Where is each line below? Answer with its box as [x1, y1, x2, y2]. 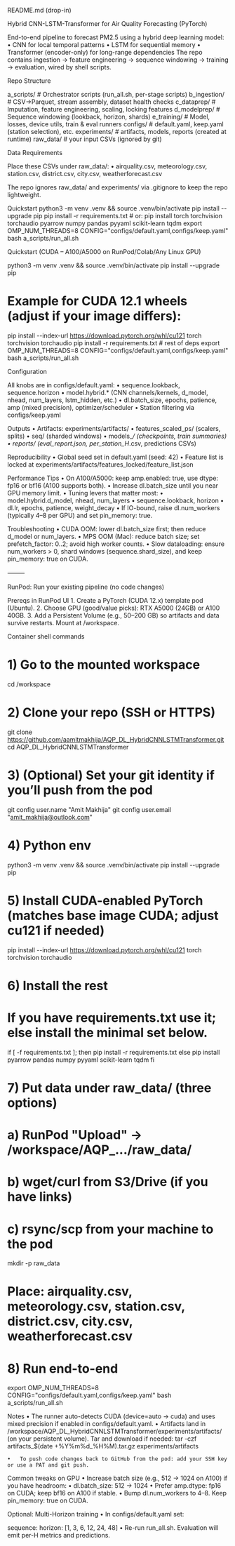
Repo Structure [7, 76, 51, 85]
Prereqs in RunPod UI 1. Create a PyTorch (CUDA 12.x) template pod [7, 596, 203, 604]
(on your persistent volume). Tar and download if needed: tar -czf [7, 1434, 197, 1443]
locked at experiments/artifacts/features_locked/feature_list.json [7, 460, 194, 469]
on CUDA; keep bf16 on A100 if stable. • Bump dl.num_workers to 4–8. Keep [7, 1489, 227, 1498]
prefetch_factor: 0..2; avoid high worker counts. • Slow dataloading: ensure [7, 540, 225, 548]
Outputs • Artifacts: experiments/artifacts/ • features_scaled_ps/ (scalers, [7, 424, 221, 432]
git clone [7, 728, 33, 736]
